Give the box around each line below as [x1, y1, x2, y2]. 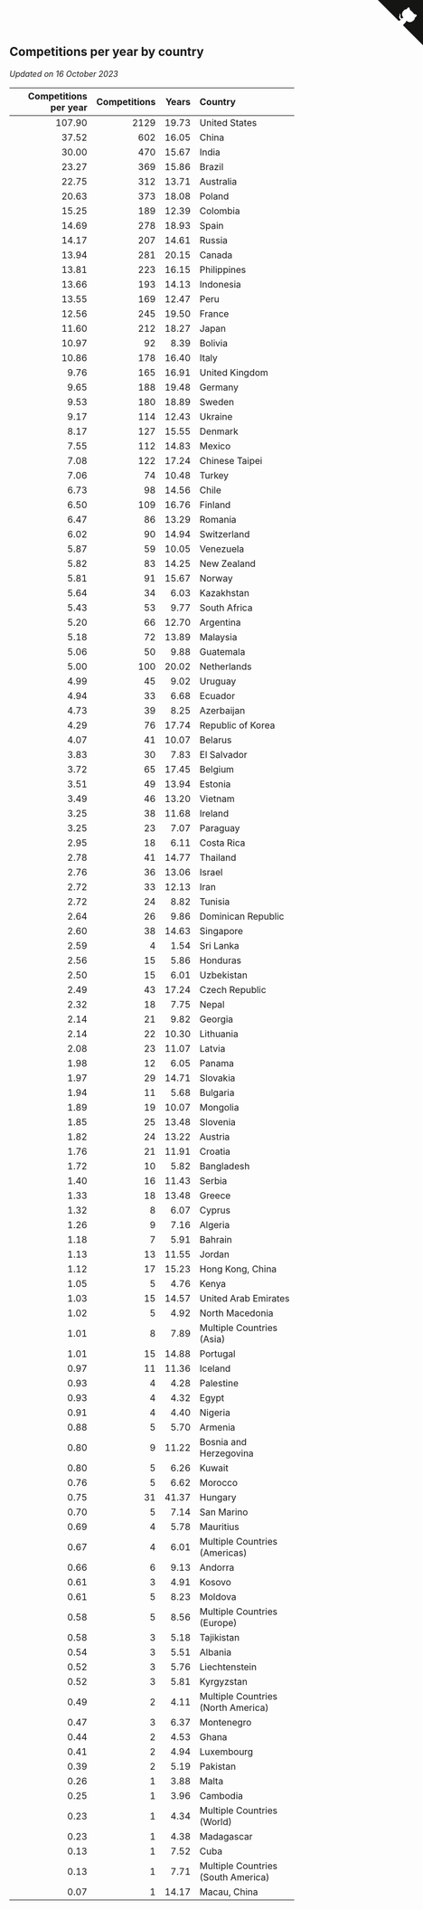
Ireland [199, 807, 230, 819]
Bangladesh [199, 1159, 250, 1172]
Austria [199, 1130, 230, 1143]
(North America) [199, 1701, 269, 1714]
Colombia [199, 204, 240, 217]
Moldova [199, 1590, 237, 1603]
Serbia [199, 1174, 228, 1187]
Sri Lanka [199, 939, 240, 951]
